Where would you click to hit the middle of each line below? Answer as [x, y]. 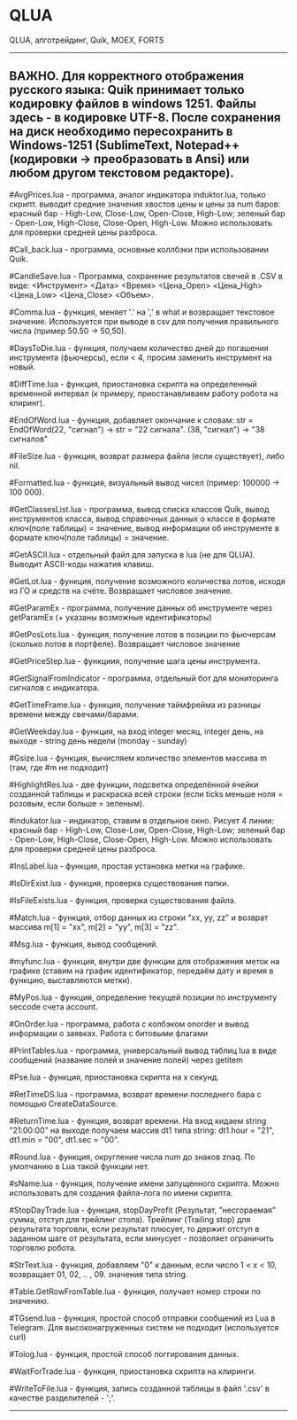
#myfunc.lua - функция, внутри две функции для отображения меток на [145, 961]
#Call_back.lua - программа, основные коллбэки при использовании [139, 249]
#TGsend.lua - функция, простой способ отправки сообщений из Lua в [142, 1318]
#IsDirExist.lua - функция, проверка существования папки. [119, 883]
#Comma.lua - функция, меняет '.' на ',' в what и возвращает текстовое [142, 312]
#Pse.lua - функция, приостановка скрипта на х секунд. [114, 1077]
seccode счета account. [54, 1006]
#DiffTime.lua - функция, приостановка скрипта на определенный [133, 384]
